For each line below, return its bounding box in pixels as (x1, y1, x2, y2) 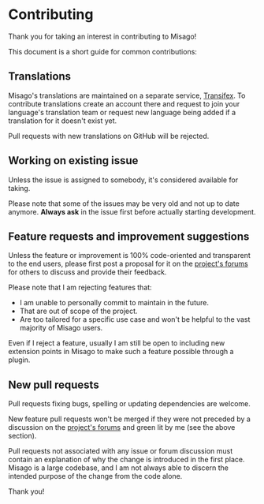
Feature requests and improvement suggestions (8, 230, 250, 243)
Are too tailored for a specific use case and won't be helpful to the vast (19, 315, 251, 324)
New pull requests (8, 378, 100, 391)
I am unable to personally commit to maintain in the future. (19, 298, 209, 308)
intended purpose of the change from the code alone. (8, 472, 183, 481)
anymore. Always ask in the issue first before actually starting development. (8, 207, 256, 216)
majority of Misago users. (19, 323, 103, 333)
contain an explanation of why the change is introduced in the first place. (8, 455, 246, 465)
